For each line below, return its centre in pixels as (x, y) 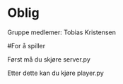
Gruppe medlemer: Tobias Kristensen (62, 32)
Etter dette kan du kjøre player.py (55, 73)
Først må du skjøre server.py (49, 59)
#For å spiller (27, 45)
